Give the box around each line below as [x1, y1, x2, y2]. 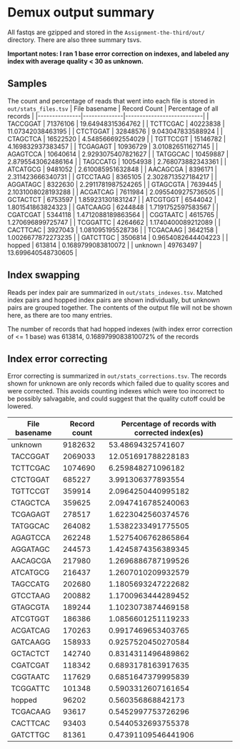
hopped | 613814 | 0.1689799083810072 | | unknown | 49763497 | [7, 241, 202, 249]
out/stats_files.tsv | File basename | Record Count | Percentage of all [7, 104, 219, 113]
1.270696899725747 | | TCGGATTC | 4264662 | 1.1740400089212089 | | [7, 218, 221, 226]
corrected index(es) [134, 428, 204, 438]
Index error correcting [7, 353, 108, 365]
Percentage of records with [121, 419, 216, 429]
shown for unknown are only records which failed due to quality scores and [7, 379, 230, 388]
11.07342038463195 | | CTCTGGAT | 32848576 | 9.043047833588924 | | [7, 126, 223, 136]
